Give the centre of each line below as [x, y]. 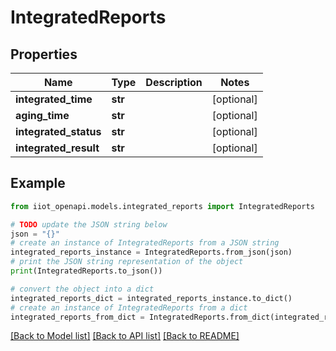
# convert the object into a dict [82, 289]
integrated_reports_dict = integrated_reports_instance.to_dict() [151, 298]
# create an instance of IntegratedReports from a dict [129, 307]
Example [38, 183]
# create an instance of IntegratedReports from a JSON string [145, 243]
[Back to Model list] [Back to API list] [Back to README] [125, 336]
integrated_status [58, 131]
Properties [44, 54]
